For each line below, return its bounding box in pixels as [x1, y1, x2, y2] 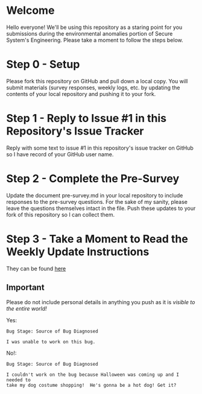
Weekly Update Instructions [6, 245, 150, 258]
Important [6, 282, 45, 293]
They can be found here [6, 265, 66, 272]
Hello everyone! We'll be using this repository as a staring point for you [6, 24, 183, 31]
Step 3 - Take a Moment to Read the [6, 232, 188, 246]
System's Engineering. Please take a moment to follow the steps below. [6, 36, 183, 43]
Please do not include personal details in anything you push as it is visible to [6, 298, 195, 305]
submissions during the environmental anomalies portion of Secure [6, 30, 173, 37]
